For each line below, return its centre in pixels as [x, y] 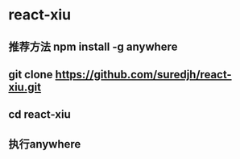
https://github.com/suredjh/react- [143, 74]
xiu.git [25, 87]
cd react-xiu [39, 115]
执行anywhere [45, 144]
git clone [31, 74]
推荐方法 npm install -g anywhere [93, 46]
